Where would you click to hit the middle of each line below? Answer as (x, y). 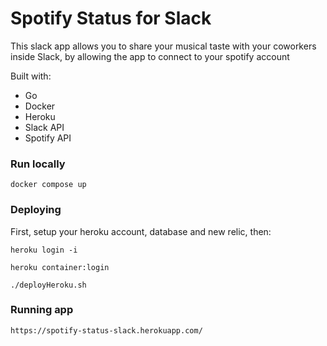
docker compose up (48, 185)
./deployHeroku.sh (48, 285)
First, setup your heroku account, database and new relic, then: (141, 231)
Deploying (36, 210)
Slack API (44, 127)
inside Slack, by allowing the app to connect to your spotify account (150, 56)
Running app (42, 310)
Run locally (38, 164)
